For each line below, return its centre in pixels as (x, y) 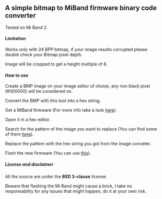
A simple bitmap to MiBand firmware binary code (81, 8)
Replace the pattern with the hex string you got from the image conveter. (78, 144)
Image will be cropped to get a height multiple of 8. (56, 64)
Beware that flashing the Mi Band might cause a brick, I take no (69, 186)
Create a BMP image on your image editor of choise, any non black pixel (78, 86)
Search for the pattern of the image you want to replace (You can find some (81, 129)
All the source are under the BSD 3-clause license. (56, 177)
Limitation (15, 39)
